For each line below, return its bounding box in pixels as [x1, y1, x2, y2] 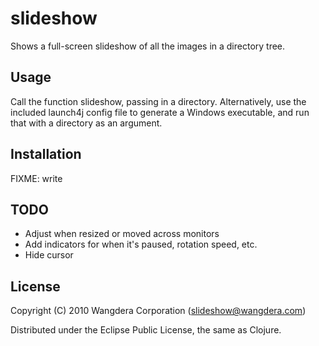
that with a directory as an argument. [10, 117, 163, 129]
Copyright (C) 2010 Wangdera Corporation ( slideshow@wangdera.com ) [10, 305, 307, 317]
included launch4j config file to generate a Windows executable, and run [10, 106, 310, 118]
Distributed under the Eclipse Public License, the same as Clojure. [10, 324, 282, 336]
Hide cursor [24, 249, 74, 261]
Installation [10, 146, 82, 163]
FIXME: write [10, 172, 63, 184]
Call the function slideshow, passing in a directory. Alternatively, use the [10, 95, 307, 107]
